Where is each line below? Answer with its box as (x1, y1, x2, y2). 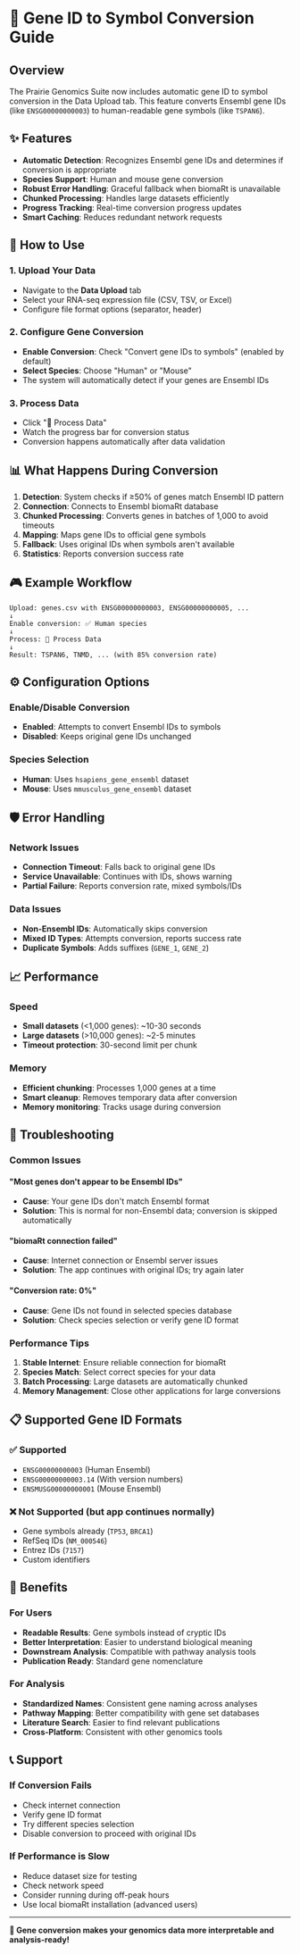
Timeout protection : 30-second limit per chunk (21, 1040, 198, 1050)
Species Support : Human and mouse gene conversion (21, 173, 223, 184)
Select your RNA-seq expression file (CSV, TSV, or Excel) (21, 294, 232, 305)
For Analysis (9, 1678, 65, 1691)
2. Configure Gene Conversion (9, 326, 145, 338)
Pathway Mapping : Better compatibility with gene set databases (21, 1708, 260, 1718)
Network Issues (9, 841, 79, 854)
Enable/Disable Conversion (9, 701, 130, 714)
